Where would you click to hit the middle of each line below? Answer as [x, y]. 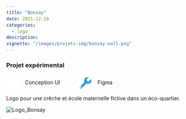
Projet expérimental [35, 65]
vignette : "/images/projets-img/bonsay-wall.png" [69, 44]
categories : [21, 25]
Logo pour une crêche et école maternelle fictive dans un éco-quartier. [93, 98]
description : [22, 38]
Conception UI [43, 82]
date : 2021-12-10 [28, 19]
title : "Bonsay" [26, 12]
